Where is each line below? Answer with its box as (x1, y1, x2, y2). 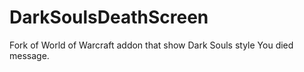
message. (9, 49, 50, 61)
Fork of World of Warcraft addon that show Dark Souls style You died (9, 39, 294, 51)
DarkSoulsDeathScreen (9, 6, 209, 29)
